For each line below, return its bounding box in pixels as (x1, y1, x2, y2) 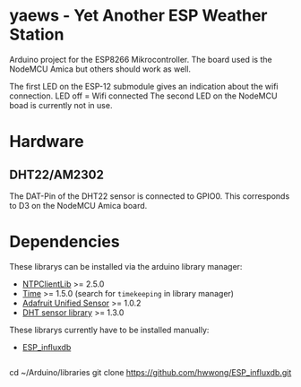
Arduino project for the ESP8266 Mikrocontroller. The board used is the (9, 54, 272, 64)
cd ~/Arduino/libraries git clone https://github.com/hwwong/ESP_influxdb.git (9, 366, 292, 377)
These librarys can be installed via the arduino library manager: (9, 261, 243, 271)
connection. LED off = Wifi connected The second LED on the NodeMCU (9, 90, 278, 101)
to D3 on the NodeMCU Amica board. (9, 200, 148, 211)
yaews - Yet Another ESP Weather (9, 5, 268, 26)
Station (9, 24, 64, 45)
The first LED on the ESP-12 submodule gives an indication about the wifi (9, 81, 279, 91)
